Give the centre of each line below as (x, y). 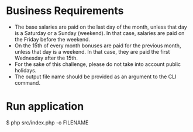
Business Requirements (65, 11)
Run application (45, 107)
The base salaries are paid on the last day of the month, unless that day (101, 27)
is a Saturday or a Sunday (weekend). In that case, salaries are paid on (99, 33)
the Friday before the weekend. (52, 39)
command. (27, 82)
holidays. (25, 70)
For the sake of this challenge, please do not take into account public (98, 64)
